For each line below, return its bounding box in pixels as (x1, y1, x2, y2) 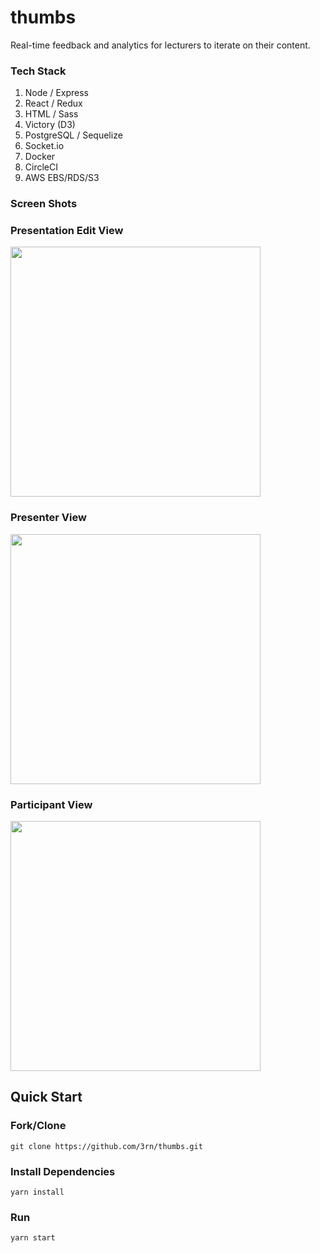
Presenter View (10, 511, 87, 525)
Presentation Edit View (10, 224, 124, 238)
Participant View (10, 797, 93, 811)
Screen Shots (10, 197, 78, 211)
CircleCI (24, 161, 58, 173)
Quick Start (10, 1089, 83, 1106)
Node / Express (24, 87, 90, 99)
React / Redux (24, 97, 83, 110)
